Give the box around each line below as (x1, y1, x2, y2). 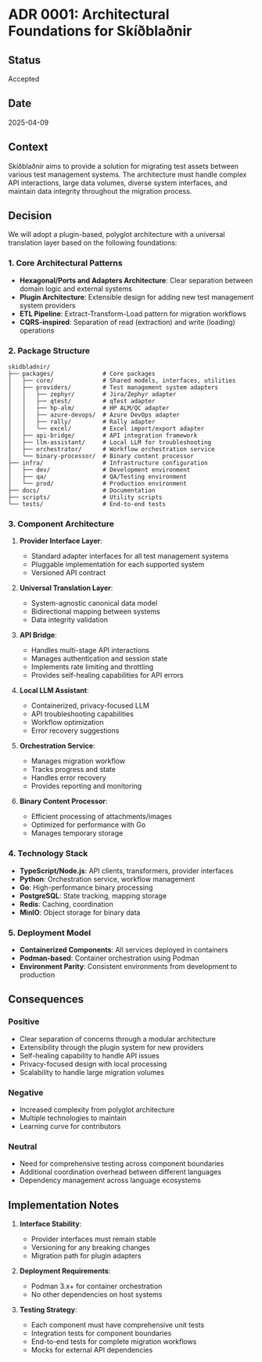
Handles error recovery (31, 773, 107, 782)
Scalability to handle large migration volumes (19, 1067, 165, 1076)
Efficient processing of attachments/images (31, 812, 172, 821)
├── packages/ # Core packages (8, 370, 156, 378)
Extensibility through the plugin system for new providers (19, 1042, 204, 1052)
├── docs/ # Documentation (8, 486, 156, 495)
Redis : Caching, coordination (19, 899, 113, 909)
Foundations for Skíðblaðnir (8, 22, 192, 40)
